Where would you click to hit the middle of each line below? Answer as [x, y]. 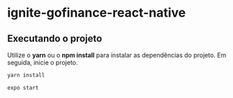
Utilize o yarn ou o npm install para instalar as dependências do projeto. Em [117, 55]
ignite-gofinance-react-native [97, 13]
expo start [23, 88]
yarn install [26, 75]
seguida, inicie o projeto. [43, 63]
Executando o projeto [55, 39]
